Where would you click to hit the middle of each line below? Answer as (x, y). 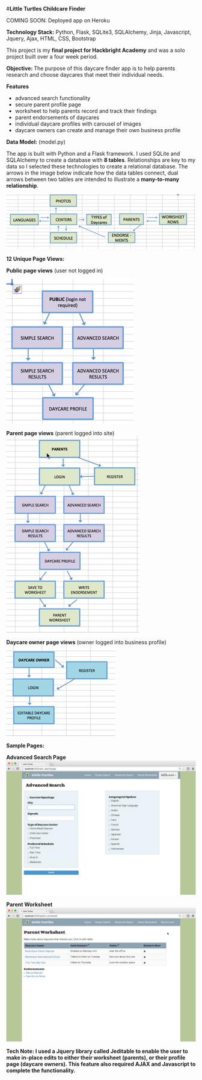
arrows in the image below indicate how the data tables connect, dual (92, 173)
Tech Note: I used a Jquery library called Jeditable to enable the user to (97, 1051)
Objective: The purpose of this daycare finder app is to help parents (91, 68)
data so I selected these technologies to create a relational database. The (97, 166)
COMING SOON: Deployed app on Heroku (58, 20)
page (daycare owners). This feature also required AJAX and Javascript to (101, 1064)
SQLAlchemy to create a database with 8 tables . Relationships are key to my (101, 160)
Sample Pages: (26, 746)
